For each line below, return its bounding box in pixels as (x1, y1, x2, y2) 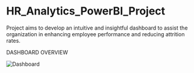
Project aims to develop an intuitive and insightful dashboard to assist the (6, 24, 188, 31)
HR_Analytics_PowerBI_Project (6, 4, 166, 18)
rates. (6, 37, 21, 44)
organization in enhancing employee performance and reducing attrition (6, 30, 185, 37)
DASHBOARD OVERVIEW (6, 48, 68, 56)
